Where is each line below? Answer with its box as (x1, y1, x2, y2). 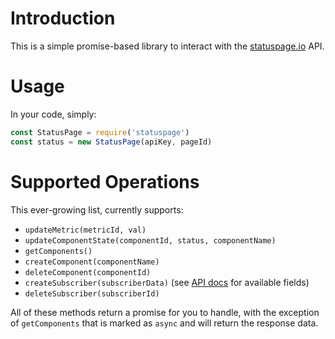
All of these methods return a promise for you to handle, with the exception (10, 306, 320, 318)
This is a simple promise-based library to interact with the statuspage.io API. (10, 40, 325, 52)
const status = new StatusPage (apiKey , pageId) (10, 137, 213, 147)
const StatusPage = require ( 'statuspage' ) (10, 127, 190, 137)
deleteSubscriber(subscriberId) (24, 288, 160, 299)
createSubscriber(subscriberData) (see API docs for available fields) (24, 276, 310, 288)
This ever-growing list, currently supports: (10, 203, 184, 216)
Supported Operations (10, 170, 200, 193)
